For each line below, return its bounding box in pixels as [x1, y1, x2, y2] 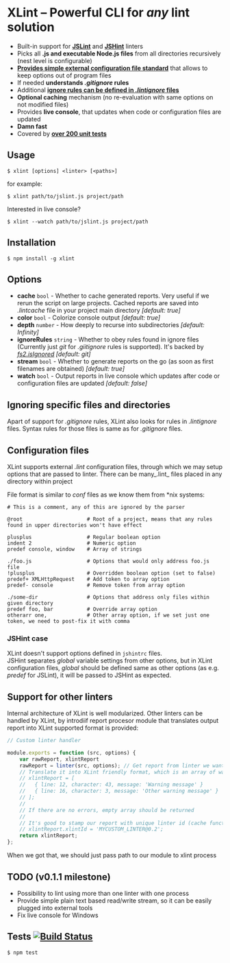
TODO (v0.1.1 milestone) [7, 871, 111, 883]
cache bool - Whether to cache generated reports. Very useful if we [16, 292, 209, 300]
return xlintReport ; [19, 832, 78, 840]
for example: [7, 180, 43, 188]
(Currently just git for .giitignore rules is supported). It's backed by [16, 343, 204, 351]
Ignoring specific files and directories [7, 399, 171, 411]
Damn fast [16, 122, 48, 130]
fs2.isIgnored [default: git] [16, 350, 91, 358]
